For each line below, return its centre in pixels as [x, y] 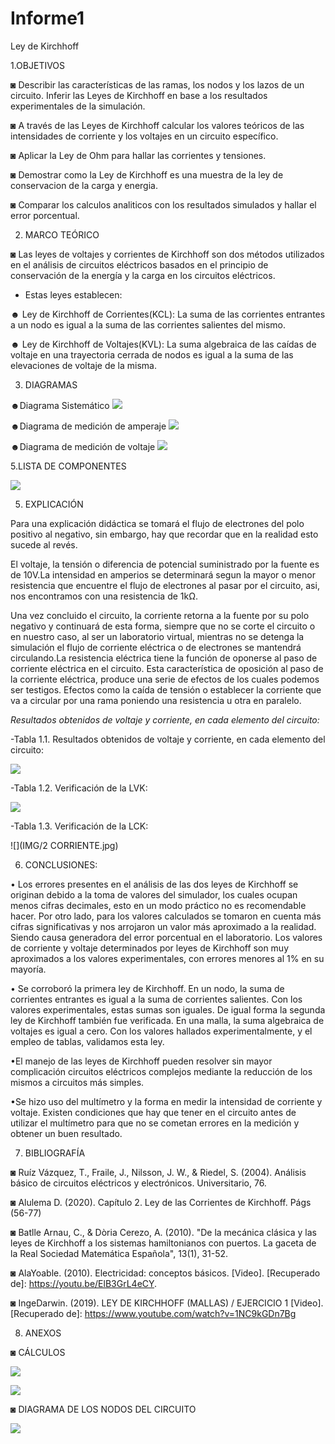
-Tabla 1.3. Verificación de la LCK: [79, 826]
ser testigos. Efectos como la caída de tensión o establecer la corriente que [166, 689]
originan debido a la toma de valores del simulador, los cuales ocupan [154, 894]
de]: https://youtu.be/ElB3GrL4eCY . [84, 1283]
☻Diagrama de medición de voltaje [83, 446]
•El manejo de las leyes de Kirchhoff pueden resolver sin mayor [141, 1061]
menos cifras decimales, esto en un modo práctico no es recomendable [158, 905]
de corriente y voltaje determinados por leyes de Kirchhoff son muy [149, 948]
